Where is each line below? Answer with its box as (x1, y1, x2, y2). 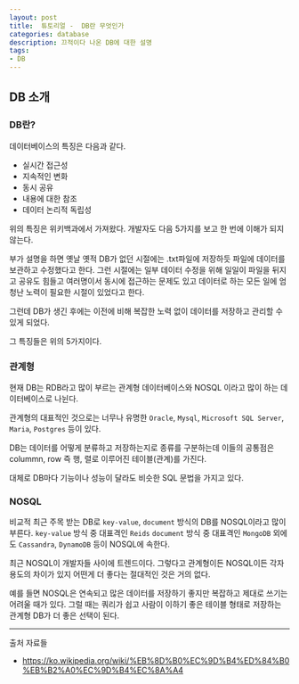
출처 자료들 (9, 638, 48, 648)
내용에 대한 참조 (21, 193, 77, 203)
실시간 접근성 (21, 160, 69, 170)
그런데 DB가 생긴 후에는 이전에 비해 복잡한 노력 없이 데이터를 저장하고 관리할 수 (9, 305, 283, 317)
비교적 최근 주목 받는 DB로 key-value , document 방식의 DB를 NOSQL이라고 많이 (9, 516, 287, 527)
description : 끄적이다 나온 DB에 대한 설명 (9, 37, 153, 47)
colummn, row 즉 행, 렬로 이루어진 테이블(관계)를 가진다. (9, 453, 207, 464)
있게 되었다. (9, 317, 51, 327)
